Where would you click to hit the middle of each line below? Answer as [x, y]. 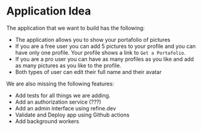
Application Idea [49, 11]
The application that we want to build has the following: [75, 28]
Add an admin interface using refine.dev [66, 108]
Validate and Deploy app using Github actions [72, 115]
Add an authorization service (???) [58, 102]
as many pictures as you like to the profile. [68, 65]
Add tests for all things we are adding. [63, 95]
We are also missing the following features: [60, 84]
